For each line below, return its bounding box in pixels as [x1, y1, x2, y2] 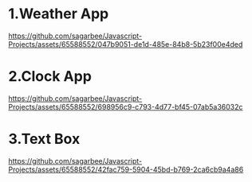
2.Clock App [8, 68, 92, 86]
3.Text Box [8, 130, 81, 148]
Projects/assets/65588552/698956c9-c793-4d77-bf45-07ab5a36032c [8, 102, 243, 111]
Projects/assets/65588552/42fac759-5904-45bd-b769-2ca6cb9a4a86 [8, 165, 244, 174]
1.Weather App [8, 5, 109, 23]
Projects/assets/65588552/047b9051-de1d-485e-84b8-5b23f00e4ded [8, 39, 243, 48]
